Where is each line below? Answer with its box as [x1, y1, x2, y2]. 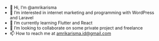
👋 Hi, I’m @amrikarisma [9, 5, 57, 10]
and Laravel [9, 15, 34, 20]
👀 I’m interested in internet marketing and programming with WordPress [9, 10, 155, 15]
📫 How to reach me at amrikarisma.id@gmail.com [9, 30, 112, 36]
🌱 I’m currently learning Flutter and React [9, 20, 93, 26]
